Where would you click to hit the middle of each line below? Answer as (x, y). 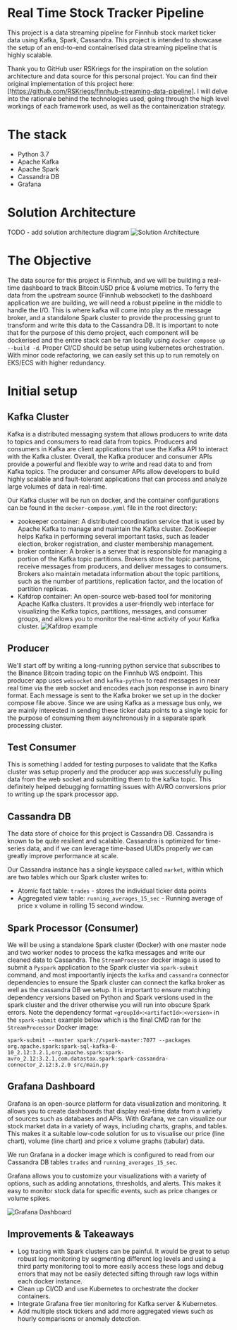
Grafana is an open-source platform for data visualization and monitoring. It (117, 1103)
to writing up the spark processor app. (63, 794)
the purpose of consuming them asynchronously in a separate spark (107, 718)
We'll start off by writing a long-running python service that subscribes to (114, 665)
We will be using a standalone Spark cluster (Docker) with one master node (117, 945)
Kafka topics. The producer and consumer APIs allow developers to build (114, 471)
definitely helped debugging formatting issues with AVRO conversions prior (117, 787)
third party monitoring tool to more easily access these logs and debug (121, 1266)
